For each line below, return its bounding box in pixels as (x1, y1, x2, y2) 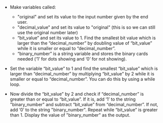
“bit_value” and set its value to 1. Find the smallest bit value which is (17, 35, 156, 41)
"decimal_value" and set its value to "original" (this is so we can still (17, 24, 156, 30)
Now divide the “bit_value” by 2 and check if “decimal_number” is (9, 91, 144, 97)
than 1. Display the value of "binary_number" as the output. (9, 112, 131, 118)
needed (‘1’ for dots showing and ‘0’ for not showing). (17, 56, 127, 61)
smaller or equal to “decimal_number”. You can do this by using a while (9, 76, 156, 82)
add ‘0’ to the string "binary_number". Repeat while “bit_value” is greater (9, 107, 158, 113)
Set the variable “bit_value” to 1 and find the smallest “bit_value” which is (9, 65, 158, 71)
